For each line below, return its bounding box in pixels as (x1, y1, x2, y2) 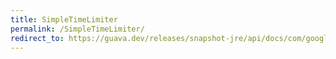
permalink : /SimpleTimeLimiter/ (10, 24, 145, 34)
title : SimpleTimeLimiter (10, 14, 118, 25)
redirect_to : (10, 33, 65, 43)
